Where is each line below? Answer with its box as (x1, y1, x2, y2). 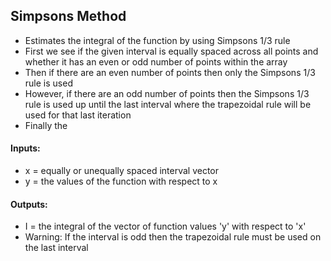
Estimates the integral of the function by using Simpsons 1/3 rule (24, 34, 291, 46)
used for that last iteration (24, 109, 132, 121)
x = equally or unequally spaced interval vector (24, 165, 220, 177)
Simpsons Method (10, 8, 127, 25)
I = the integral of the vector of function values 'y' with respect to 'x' (24, 220, 307, 233)
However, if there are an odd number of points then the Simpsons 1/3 (24, 87, 310, 99)
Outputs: (10, 198, 48, 210)
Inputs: (10, 142, 41, 154)
